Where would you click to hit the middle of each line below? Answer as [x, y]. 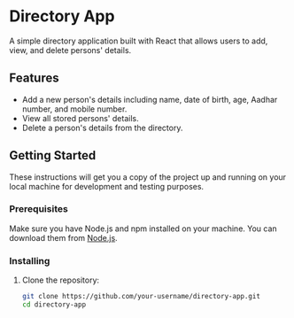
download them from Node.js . [63, 237]
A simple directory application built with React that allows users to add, [139, 41]
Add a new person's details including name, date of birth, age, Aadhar [150, 99]
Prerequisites [39, 209]
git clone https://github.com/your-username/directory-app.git [141, 297]
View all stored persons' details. [80, 118]
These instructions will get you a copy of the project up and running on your [147, 177]
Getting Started [53, 155]
